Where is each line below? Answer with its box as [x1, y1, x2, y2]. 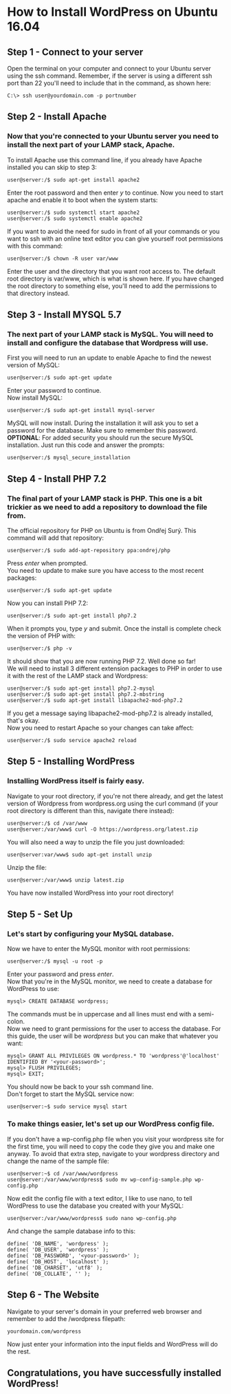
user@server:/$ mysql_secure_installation [7, 455, 131, 461]
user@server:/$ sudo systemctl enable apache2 [7, 215, 143, 222]
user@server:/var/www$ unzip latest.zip [7, 876, 125, 884]
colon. [7, 1017, 25, 1025]
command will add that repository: [7, 534, 104, 542]
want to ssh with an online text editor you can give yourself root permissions [7, 235, 223, 243]
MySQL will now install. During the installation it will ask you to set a [7, 419, 199, 427]
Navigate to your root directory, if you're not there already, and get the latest [7, 792, 223, 800]
